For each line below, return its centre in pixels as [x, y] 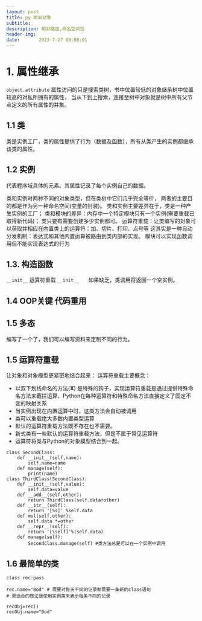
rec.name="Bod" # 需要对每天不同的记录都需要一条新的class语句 [79, 590]
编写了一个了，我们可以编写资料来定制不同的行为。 [70, 339]
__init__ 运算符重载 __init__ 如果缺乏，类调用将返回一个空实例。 [92, 280]
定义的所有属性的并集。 [40, 105]
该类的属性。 [22, 149]
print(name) [43, 474]
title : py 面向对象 [29, 18]
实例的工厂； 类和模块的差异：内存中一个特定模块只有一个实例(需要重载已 [103, 213]
